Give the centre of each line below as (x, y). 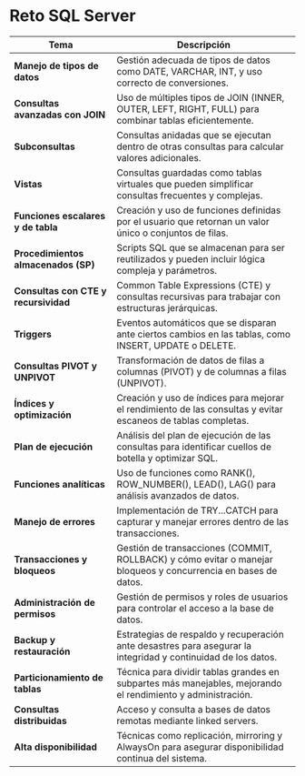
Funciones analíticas (60, 484)
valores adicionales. (159, 157)
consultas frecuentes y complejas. (190, 195)
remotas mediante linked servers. (187, 721)
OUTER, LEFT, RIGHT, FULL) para (188, 108)
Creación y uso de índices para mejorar (200, 398)
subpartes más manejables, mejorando (199, 683)
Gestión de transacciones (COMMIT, (194, 548)
